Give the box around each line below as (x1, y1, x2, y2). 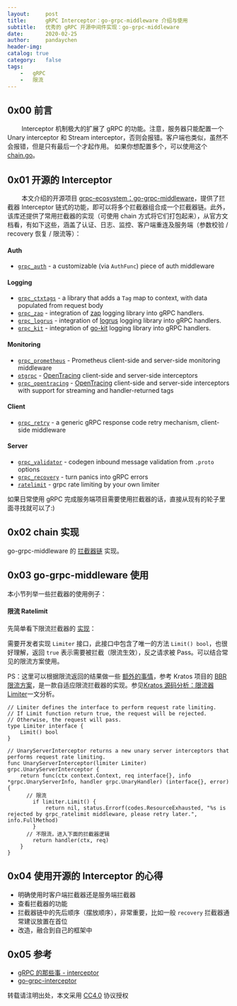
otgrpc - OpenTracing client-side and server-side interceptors (17, 371, 198, 379)
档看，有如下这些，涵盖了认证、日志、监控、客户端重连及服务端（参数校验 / (7, 220, 229, 229)
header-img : (7, 43, 42, 50)
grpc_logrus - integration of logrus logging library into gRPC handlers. (17, 316, 221, 325)
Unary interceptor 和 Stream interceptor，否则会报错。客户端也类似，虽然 (7, 133, 222, 142)
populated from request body (17, 301, 104, 310)
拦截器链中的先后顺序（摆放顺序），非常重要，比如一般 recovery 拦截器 (17, 908, 224, 917)
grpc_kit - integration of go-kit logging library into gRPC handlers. (17, 324, 211, 332)
